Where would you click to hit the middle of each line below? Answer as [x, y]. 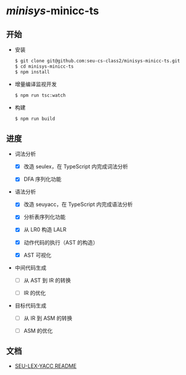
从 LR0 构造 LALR [45, 230]
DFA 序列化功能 [42, 179]
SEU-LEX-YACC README [46, 366]
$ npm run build [35, 119]
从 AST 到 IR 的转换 [47, 280]
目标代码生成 [30, 305]
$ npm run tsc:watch [40, 95]
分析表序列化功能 [45, 217]
